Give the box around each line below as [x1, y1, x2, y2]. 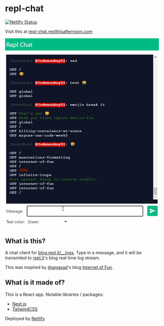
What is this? [5, 237, 46, 245]
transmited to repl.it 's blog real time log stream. [5, 255, 101, 261]
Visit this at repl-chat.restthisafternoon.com [5, 28, 93, 34]
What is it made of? [5, 279, 65, 287]
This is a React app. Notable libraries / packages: [5, 291, 104, 297]
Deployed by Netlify [5, 315, 45, 321]
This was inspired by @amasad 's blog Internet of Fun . [5, 264, 114, 270]
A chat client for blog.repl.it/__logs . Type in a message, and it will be [5, 249, 142, 255]
